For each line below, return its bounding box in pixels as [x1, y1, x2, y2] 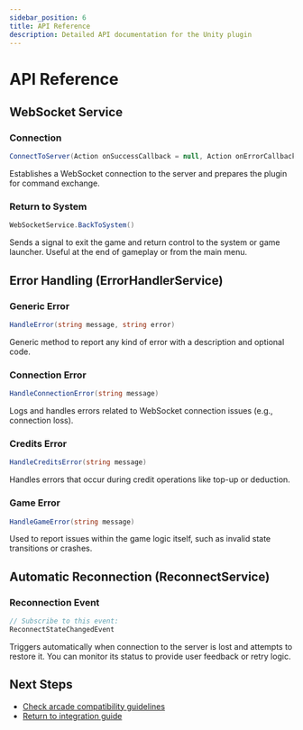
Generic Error [9, 299, 70, 312]
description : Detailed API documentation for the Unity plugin [9, 30, 252, 39]
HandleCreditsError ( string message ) [9, 458, 147, 467]
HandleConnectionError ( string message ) [9, 389, 160, 398]
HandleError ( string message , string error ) [9, 320, 176, 329]
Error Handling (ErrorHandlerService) [9, 272, 224, 288]
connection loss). [9, 415, 74, 426]
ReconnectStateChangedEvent [9, 625, 115, 634]
